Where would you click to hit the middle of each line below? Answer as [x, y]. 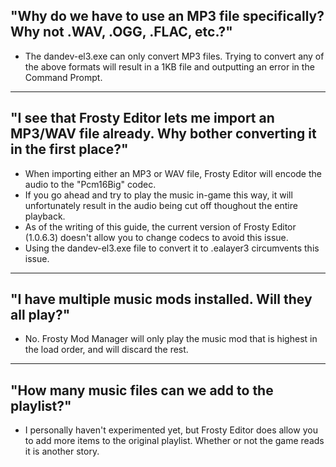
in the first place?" [69, 149]
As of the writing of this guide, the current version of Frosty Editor [160, 226]
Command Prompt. [63, 77]
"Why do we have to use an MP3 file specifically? [167, 16]
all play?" [40, 315]
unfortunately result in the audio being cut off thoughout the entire [161, 205]
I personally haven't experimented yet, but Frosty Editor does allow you [171, 430]
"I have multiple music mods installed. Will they [161, 299]
